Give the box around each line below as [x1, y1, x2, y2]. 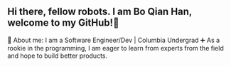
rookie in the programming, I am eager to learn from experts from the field [7, 43, 224, 52]
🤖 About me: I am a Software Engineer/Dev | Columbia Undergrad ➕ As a [7, 36, 220, 44]
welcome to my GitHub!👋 [7, 17, 119, 29]
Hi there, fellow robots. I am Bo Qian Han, [7, 6, 192, 18]
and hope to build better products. [7, 51, 108, 60]
